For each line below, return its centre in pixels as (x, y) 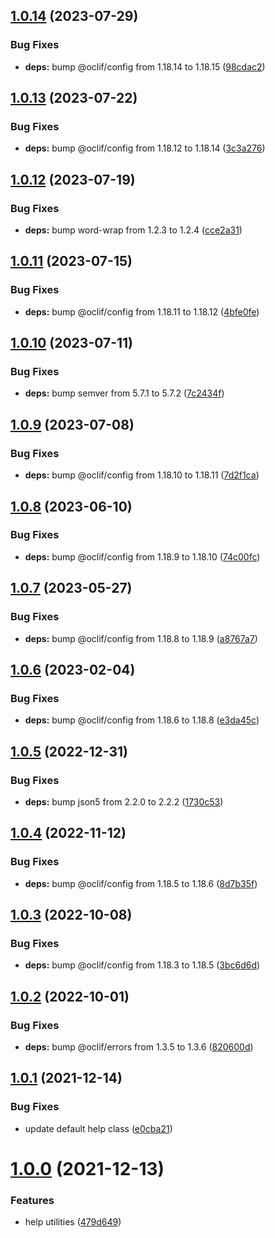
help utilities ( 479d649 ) (73, 1222)
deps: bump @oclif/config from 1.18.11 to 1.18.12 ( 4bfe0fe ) (142, 311)
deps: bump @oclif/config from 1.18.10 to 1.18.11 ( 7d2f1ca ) (142, 475)
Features (32, 1200)
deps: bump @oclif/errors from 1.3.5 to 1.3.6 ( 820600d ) (139, 1046)
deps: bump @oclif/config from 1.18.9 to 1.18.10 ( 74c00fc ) (142, 556)
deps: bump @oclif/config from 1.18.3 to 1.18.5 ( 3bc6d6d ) (142, 965)
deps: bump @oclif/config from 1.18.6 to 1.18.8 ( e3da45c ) (142, 720)
